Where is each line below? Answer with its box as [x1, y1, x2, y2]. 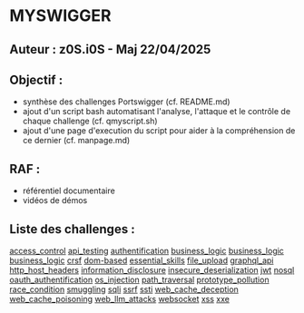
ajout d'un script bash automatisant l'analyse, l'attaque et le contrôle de [22, 106, 291, 117]
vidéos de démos [22, 195, 88, 206]
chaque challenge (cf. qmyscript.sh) [22, 115, 158, 127]
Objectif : [9, 72, 64, 87]
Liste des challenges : [9, 221, 135, 237]
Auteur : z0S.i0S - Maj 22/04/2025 [9, 42, 211, 57]
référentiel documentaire [22, 185, 115, 196]
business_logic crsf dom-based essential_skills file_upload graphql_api [9, 255, 274, 266]
